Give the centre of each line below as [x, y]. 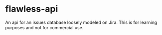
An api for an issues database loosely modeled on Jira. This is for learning [81, 22]
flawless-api [32, 9]
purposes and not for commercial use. [44, 27]
